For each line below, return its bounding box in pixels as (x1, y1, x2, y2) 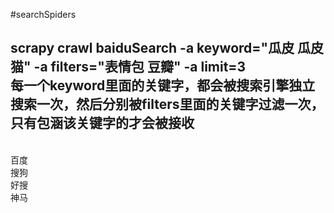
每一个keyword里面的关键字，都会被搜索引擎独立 (10, 77, 316, 94)
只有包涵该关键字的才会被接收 (10, 115, 195, 132)
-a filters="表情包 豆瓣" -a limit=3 (33, 59, 247, 76)
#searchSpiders (10, 9, 77, 20)
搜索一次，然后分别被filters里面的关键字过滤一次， (10, 96, 325, 113)
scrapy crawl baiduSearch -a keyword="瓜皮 (10, 40, 295, 57)
